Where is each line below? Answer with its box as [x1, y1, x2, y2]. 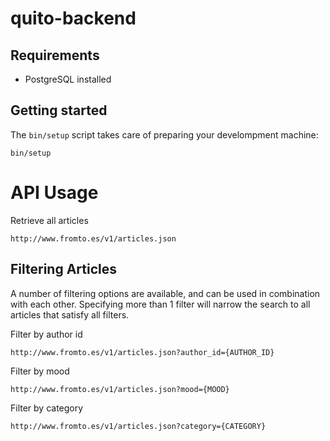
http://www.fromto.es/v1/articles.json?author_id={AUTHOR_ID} [10, 347, 275, 357]
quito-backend [10, 7, 137, 30]
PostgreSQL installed [24, 73, 112, 85]
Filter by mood [10, 365, 70, 377]
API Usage [10, 182, 99, 204]
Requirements [10, 47, 100, 64]
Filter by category [10, 402, 84, 414]
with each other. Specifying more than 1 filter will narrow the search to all [10, 298, 311, 310]
